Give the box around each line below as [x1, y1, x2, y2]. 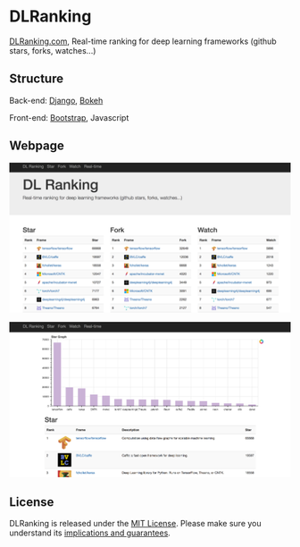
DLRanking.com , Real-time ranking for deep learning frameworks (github [9, 36, 277, 46]
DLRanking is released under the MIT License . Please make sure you [9, 518, 262, 529]
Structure [9, 72, 64, 87]
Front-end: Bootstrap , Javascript [9, 112, 129, 122]
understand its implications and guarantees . [9, 527, 171, 538]
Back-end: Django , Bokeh [9, 95, 104, 105]
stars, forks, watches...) [9, 45, 96, 55]
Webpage [9, 139, 64, 154]
